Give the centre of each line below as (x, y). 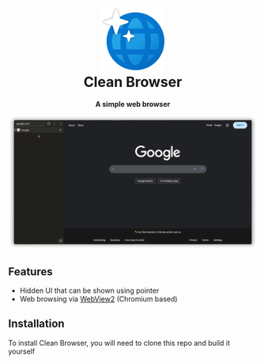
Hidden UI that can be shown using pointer (89, 290)
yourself (22, 351)
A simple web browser (133, 104)
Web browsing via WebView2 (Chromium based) (98, 298)
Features (30, 271)
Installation (36, 324)
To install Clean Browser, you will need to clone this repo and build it (119, 343)
